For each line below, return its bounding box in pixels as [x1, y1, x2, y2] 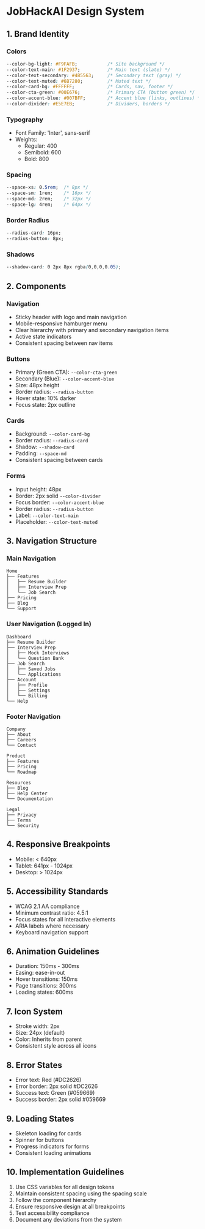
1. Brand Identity [6, 29, 70, 39]
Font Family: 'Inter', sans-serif [15, 129, 90, 137]
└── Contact [6, 743, 37, 749]
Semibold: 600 [24, 149, 62, 156]
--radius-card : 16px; [6, 230, 62, 236]
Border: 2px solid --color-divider [15, 492, 101, 499]
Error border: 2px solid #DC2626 [15, 1083, 98, 1090]
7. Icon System [6, 1006, 63, 1016]
